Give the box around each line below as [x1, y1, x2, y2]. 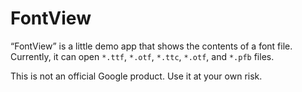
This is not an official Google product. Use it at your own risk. [10, 70, 263, 82]
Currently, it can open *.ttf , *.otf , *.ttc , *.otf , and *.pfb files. [10, 50, 275, 62]
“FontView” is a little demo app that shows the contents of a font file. [10, 40, 293, 52]
